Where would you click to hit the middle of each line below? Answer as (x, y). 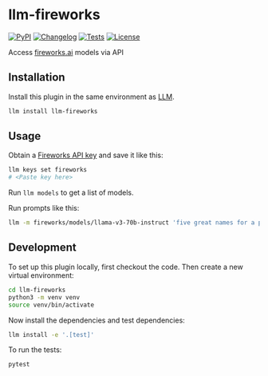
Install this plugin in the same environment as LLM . (91, 97)
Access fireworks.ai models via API (66, 52)
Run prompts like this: (44, 208)
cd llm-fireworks (37, 290)
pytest (19, 365)
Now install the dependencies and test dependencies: (97, 320)
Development (43, 248)
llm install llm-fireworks (53, 111)
